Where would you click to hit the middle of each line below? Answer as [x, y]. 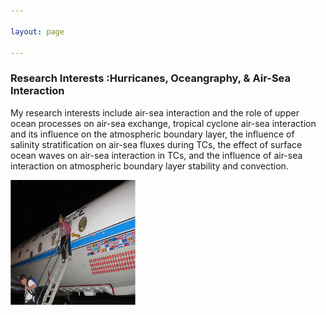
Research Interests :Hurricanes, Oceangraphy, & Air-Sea [151, 78]
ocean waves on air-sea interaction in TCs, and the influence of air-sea [156, 155]
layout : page [37, 31]
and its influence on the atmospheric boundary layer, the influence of [152, 134]
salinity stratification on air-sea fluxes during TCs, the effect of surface [156, 144]
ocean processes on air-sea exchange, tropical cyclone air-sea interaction [163, 123]
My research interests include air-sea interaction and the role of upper [155, 112]
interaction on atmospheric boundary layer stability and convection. [149, 166]
